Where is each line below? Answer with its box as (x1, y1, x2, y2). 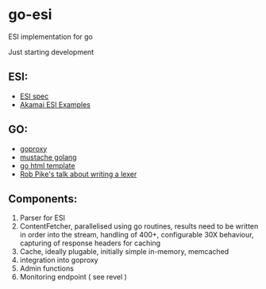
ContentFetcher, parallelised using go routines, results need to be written (19, 222, 259, 231)
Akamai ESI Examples (19, 99, 91, 109)
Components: (8, 192, 78, 206)
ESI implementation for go (8, 32, 94, 41)
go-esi (8, 6, 52, 24)
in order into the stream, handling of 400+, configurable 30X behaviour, (19, 230, 254, 240)
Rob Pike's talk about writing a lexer (19, 169, 137, 179)
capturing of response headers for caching (19, 238, 161, 248)
